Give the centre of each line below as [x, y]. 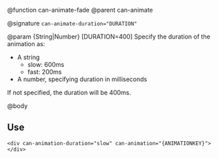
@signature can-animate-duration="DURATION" [72, 23]
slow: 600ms [46, 64]
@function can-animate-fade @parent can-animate [80, 10]
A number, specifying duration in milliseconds [82, 79]
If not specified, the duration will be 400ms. [69, 93]
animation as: [26, 44]
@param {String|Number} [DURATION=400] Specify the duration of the [109, 36]
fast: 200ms [44, 72]
